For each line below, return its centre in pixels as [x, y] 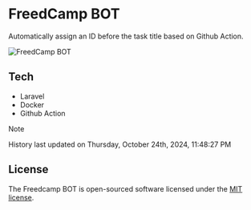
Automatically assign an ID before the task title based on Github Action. [126, 36]
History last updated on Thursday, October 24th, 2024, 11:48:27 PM [120, 144]
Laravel [32, 96]
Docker [32, 104]
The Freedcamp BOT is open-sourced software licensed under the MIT [125, 188]
